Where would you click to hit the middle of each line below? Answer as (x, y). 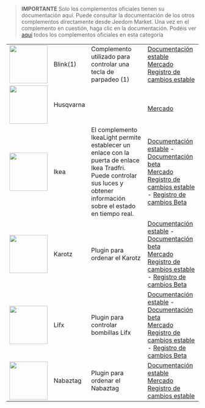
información (108, 199)
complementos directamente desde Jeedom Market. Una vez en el (105, 22)
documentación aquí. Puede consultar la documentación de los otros (108, 15)
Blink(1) (65, 64)
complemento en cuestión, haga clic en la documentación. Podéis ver (109, 28)
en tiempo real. (113, 214)
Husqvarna (70, 105)
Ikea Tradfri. (109, 168)
